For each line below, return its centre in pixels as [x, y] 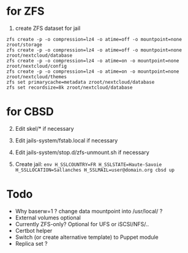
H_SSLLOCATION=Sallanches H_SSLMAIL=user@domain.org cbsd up [95, 170]
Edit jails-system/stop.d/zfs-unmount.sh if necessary [82, 152]
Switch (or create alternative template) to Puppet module [87, 237]
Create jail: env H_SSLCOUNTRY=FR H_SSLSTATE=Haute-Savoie [88, 164]
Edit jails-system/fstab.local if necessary [66, 140]
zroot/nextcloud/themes [37, 77]
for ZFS [25, 11]
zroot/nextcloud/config [37, 66]
